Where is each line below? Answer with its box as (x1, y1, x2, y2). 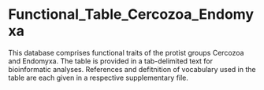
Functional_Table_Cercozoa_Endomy (8, 5, 255, 23)
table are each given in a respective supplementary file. (8, 73, 189, 82)
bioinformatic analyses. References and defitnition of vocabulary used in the (8, 64, 256, 74)
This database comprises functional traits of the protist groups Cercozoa (8, 48, 244, 57)
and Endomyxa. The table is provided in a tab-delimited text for (8, 56, 214, 66)
